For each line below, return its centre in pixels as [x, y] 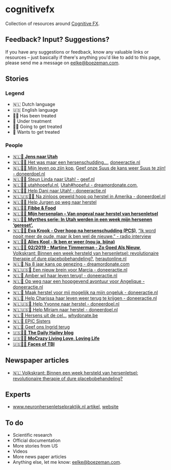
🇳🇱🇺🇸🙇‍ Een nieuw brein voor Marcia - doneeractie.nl [70, 269]
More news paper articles [39, 457]
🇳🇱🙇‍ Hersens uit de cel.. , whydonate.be [55, 315]
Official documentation [37, 440]
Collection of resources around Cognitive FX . [53, 23]
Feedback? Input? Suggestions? [58, 40]
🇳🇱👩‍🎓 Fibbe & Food [34, 208]
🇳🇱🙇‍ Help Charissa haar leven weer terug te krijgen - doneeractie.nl [85, 298]
